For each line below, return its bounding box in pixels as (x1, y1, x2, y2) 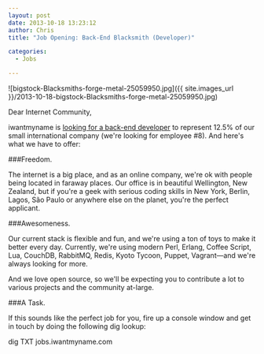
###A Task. (8, 298, 46, 307)
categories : (8, 48, 47, 56)
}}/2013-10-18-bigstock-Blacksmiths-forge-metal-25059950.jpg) (8, 92, 218, 101)
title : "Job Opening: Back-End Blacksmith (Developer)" (8, 33, 195, 42)
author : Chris (8, 26, 55, 34)
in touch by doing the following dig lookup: (8, 322, 147, 331)
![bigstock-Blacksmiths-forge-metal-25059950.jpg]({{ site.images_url (8, 84, 234, 93)
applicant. (8, 203, 41, 213)
